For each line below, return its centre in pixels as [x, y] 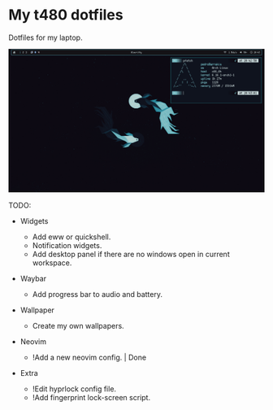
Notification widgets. [67, 245]
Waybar [33, 278]
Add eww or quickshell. [71, 237]
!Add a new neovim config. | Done [89, 357]
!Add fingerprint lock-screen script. [91, 397]
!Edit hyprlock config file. [74, 389]
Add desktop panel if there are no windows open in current [131, 254]
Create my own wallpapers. [78, 325]
